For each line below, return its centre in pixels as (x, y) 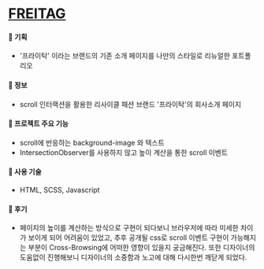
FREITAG (37, 14)
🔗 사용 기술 (25, 172)
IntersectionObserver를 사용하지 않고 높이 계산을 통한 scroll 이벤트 (124, 152)
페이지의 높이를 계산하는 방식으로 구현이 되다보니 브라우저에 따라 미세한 (129, 228)
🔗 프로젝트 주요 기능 (39, 123)
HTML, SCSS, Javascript (59, 190)
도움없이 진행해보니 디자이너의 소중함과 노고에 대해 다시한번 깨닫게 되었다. (133, 257)
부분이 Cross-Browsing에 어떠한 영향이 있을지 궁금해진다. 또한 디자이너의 (141, 248)
